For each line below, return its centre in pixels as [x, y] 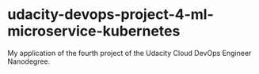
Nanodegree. [29, 61]
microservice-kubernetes [94, 31]
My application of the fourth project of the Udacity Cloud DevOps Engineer [129, 53]
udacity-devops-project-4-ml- [111, 15]
